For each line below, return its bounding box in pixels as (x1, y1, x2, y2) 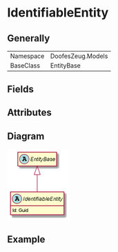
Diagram (7, 130, 45, 142)
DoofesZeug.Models (50, 52, 108, 60)
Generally (7, 32, 50, 44)
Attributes (7, 107, 52, 119)
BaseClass (10, 61, 40, 70)
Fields (7, 83, 35, 95)
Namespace (10, 52, 45, 60)
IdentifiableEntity (7, 5, 109, 21)
